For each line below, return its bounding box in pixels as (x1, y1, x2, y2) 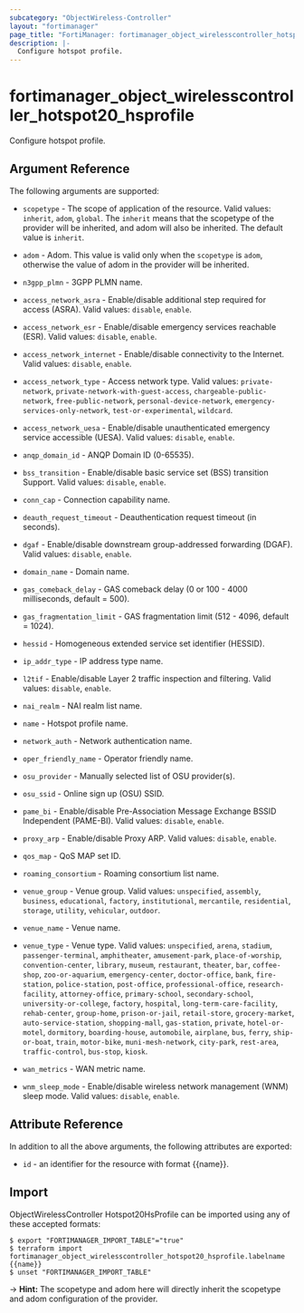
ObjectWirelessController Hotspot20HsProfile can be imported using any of (9, 1209, 291, 1220)
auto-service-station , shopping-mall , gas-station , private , (22, 1017, 246, 1028)
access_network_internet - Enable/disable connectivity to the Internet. (22, 348, 285, 359)
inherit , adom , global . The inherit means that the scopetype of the (22, 212, 274, 223)
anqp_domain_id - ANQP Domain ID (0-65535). (22, 449, 195, 460)
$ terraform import (9, 1243, 83, 1253)
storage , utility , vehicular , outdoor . (22, 904, 161, 915)
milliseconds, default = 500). (22, 593, 130, 603)
